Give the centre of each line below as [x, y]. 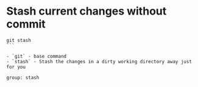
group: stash [23, 77]
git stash [19, 40]
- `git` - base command [37, 56]
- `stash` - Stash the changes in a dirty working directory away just [99, 61]
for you [16, 67]
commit [26, 24]
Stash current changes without [87, 11]
